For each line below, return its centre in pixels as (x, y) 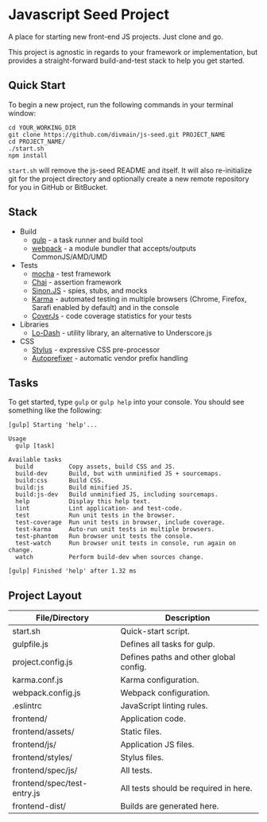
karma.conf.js (38, 680)
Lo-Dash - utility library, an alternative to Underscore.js (122, 332)
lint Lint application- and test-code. (99, 509)
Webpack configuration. (165, 693)
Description (188, 618)
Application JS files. (157, 745)
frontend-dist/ (39, 806)
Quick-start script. (155, 631)
